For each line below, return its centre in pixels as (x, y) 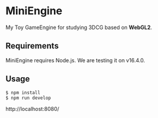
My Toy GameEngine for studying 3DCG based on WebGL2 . (79, 27)
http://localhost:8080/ (33, 109)
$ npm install (23, 93)
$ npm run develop (28, 98)
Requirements (32, 46)
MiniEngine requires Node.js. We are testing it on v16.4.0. (75, 60)
